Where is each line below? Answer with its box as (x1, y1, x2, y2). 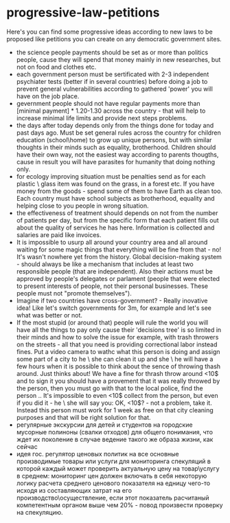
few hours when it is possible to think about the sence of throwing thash (16, 362, 221, 370)
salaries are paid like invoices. (16, 230, 102, 238)
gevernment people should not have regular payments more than (16, 99, 200, 107)
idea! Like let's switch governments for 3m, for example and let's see (16, 304, 212, 312)
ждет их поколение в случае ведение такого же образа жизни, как (16, 435, 214, 443)
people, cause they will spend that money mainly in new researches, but (16, 55, 221, 63)
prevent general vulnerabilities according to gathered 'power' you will (16, 85, 214, 93)
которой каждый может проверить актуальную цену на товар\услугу (16, 464, 220, 472)
